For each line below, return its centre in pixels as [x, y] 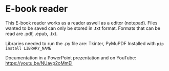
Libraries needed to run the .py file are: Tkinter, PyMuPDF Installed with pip [84, 43]
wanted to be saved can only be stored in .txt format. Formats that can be [83, 28]
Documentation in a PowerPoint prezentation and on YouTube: [71, 58]
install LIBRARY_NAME [28, 48]
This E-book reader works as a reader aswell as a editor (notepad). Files [81, 23]
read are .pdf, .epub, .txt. [31, 33]
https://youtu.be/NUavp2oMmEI [39, 63]
